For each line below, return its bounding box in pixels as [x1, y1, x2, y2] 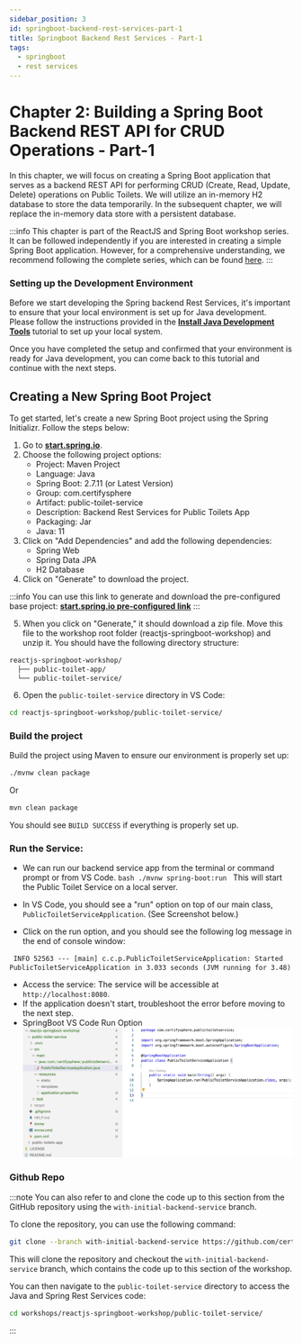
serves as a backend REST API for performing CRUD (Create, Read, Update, [9, 179, 290, 190]
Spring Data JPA [35, 555, 97, 566]
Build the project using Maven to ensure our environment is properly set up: [9, 750, 289, 761]
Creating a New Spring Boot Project [9, 388, 212, 404]
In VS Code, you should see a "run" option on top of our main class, [22, 899, 274, 910]
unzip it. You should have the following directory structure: [22, 638, 240, 649]
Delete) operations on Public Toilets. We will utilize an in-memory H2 [9, 189, 263, 200]
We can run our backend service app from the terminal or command [22, 863, 275, 874]
